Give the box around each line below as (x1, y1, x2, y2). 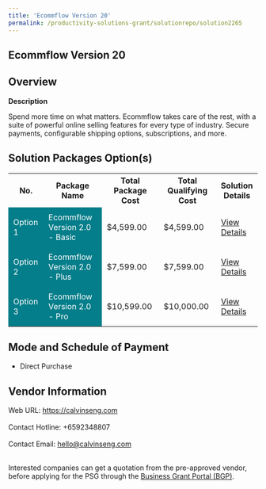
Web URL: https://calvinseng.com (8, 406, 118, 415)
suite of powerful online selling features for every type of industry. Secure (8, 120, 249, 129)
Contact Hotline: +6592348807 (8, 422, 111, 432)
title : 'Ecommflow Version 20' (8, 11, 112, 20)
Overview (8, 75, 58, 89)
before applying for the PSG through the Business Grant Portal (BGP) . (8, 472, 235, 481)
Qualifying (167, 185, 208, 196)
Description (8, 96, 48, 105)
